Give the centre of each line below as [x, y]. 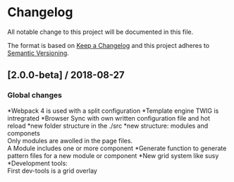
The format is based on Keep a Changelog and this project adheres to [109, 45]
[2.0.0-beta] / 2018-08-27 [66, 75]
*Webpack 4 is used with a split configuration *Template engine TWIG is [113, 111]
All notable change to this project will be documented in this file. [100, 32]
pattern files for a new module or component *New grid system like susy [113, 155]
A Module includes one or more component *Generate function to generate [117, 148]
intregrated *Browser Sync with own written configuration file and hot [109, 118]
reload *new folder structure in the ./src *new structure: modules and [108, 126]
